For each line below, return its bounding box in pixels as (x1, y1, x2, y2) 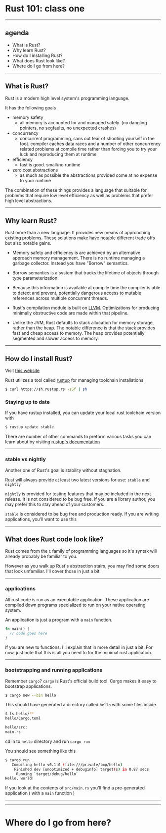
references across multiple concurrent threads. (12, 295, 109, 301)
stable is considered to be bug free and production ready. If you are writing (5, 511, 159, 517)
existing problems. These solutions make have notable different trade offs (5, 235, 155, 241)
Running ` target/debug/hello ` (16, 771, 79, 777)
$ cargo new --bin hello (5, 693, 56, 698)
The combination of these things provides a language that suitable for (5, 187, 147, 193)
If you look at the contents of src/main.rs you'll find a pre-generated (5, 785, 145, 791)
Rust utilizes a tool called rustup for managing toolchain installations (5, 377, 144, 383)
